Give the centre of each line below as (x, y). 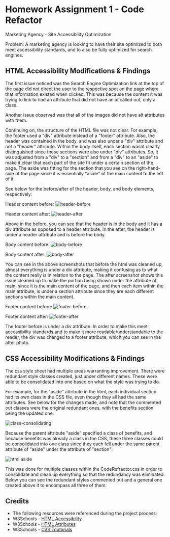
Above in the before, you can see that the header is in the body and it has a (84, 224)
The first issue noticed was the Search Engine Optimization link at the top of (85, 83)
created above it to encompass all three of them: (56, 485)
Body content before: (27, 244)
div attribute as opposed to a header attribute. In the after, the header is (80, 229)
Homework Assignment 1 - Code (75, 9)
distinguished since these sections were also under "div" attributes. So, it (82, 152)
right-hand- (148, 168)
